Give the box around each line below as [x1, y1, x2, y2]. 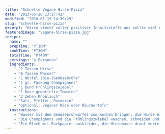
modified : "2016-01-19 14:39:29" [5, 16, 74, 21]
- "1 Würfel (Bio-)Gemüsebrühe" [14, 76, 80, 80]
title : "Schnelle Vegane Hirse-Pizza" [5, 7, 84, 12]
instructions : [9, 107, 38, 113]
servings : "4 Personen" [9, 57, 58, 62]
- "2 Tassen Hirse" [14, 67, 54, 72]
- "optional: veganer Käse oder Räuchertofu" [14, 103, 109, 108]
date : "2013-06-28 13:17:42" [5, 12, 65, 17]
